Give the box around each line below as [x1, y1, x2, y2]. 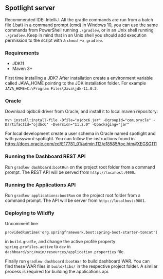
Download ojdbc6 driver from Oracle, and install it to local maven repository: [5, 109, 158, 115]
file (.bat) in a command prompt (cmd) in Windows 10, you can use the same [5, 22, 158, 28]
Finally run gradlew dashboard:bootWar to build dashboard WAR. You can [5, 258, 150, 264]
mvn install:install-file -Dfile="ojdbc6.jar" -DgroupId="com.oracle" [5, 118, 151, 123]
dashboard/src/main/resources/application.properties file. [5, 249, 125, 255]
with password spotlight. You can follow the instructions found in [5, 136, 135, 142]
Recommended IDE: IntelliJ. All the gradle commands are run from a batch [5, 16, 153, 22]
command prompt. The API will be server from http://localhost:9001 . [5, 197, 146, 203]
